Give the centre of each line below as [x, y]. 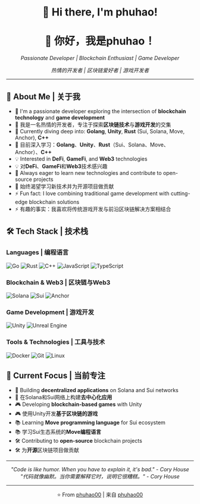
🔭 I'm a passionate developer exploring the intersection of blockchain [100, 111]
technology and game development [60, 117]
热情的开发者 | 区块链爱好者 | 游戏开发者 [100, 70]
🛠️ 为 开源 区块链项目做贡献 [47, 450]
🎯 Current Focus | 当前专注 [56, 375]
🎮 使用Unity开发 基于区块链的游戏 [56, 414]
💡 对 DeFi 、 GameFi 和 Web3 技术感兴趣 [61, 166]
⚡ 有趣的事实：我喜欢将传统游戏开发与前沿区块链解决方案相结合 [93, 209]
